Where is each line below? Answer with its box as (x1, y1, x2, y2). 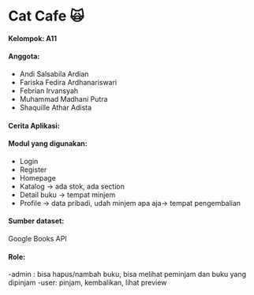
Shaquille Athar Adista (19, 103, 92, 112)
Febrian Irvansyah (19, 86, 79, 95)
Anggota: (8, 51, 40, 62)
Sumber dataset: (8, 216, 65, 226)
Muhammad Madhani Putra (19, 94, 108, 103)
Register (19, 165, 47, 174)
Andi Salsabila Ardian (19, 69, 89, 78)
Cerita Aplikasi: (8, 121, 61, 130)
